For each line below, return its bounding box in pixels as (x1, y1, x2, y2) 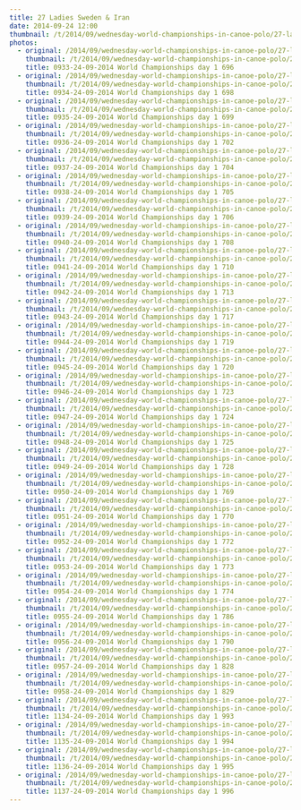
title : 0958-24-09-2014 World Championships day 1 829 (25, 686, 235, 696)
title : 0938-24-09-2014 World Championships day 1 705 (25, 188, 235, 197)
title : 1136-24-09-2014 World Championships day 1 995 (25, 762, 235, 771)
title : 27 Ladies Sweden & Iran (9, 13, 130, 22)
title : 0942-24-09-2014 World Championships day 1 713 (25, 287, 235, 296)
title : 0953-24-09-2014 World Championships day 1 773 (25, 562, 235, 571)
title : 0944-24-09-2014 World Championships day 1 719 (25, 337, 235, 346)
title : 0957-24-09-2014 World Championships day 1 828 (25, 662, 235, 671)
